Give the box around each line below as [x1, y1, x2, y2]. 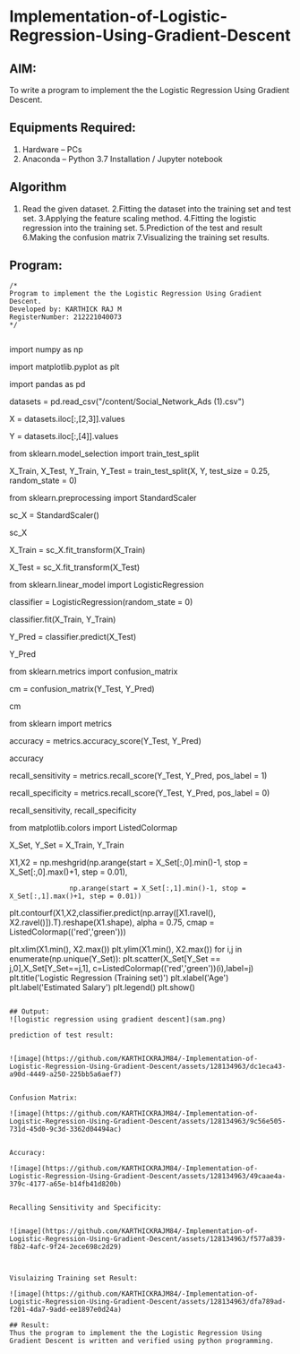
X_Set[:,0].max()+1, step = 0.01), [9, 867, 128, 877]
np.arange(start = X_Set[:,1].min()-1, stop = [69, 884, 246, 893]
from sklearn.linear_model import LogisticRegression [9, 580, 204, 591]
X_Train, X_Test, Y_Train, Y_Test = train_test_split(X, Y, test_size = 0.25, [9, 466, 270, 477]
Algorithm [9, 179, 67, 194]
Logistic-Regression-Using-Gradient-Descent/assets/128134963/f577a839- [9, 1235, 287, 1244]
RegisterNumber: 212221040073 [9, 313, 123, 322]
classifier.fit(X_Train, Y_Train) [9, 614, 116, 625]
